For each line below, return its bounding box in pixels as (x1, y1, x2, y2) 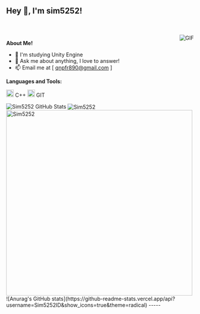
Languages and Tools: (6, 78, 62, 85)
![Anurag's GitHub (6, 295, 51, 303)
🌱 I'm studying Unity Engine (14, 51, 83, 58)
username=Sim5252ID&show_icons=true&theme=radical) (6, 302, 148, 309)
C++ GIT (14, 91, 45, 99)
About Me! (6, 39, 33, 46)
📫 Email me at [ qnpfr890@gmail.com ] (14, 64, 112, 71)
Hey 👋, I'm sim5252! (6, 6, 83, 16)
